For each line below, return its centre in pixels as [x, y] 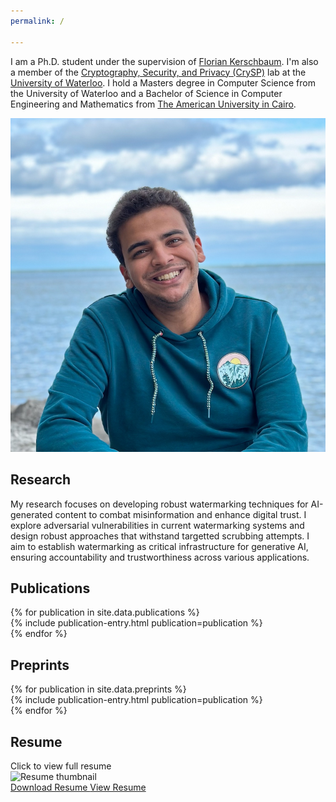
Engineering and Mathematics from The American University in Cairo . [153, 104]
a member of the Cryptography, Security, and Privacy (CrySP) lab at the [158, 72]
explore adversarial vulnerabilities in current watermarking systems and [157, 525]
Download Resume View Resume [78, 787]
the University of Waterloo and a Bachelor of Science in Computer [146, 93]
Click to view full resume [61, 766]
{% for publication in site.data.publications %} [105, 612]
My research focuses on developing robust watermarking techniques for [159, 504]
